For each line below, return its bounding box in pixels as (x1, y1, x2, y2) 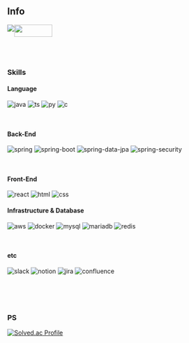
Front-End (7, 175, 38, 183)
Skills (7, 67, 27, 77)
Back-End (7, 129, 36, 138)
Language (7, 85, 37, 93)
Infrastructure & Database (7, 206, 84, 214)
